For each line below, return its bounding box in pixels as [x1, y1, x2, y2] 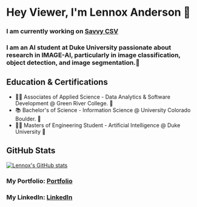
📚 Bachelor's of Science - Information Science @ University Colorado [15, 106, 191, 114]
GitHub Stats [6, 145, 56, 156]
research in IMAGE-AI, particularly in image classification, [6, 51, 181, 59]
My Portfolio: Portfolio [6, 177, 73, 185]
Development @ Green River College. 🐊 [15, 99, 113, 107]
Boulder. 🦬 [15, 115, 41, 122]
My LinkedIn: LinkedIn [6, 193, 73, 202]
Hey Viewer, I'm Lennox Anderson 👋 [6, 5, 191, 19]
